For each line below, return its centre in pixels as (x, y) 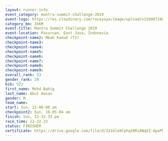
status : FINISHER (23, 126)
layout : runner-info (27, 10)
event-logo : (17, 19)
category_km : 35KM (24, 24)
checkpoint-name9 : (24, 70)
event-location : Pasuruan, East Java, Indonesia (57, 33)
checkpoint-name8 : (24, 65)
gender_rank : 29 (22, 79)
